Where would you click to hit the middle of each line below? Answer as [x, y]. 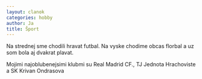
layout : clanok [25, 12]
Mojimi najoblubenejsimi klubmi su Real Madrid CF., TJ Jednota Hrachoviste [101, 64]
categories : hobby [29, 18]
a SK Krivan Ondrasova [35, 71]
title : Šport [23, 29]
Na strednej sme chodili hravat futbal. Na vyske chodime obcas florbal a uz [100, 46]
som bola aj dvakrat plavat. [40, 53]
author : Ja [20, 23]
